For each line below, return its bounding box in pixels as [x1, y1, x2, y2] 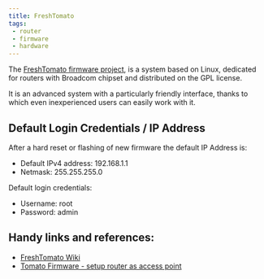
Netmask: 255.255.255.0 [19, 167, 103, 177]
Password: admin [19, 207, 79, 216]
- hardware [11, 42, 49, 50]
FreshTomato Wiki [19, 252, 81, 262]
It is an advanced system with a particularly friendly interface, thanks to [8, 89, 249, 98]
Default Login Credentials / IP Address [8, 121, 206, 135]
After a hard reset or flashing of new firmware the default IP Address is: [8, 142, 248, 152]
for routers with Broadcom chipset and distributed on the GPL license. [8, 73, 242, 83]
